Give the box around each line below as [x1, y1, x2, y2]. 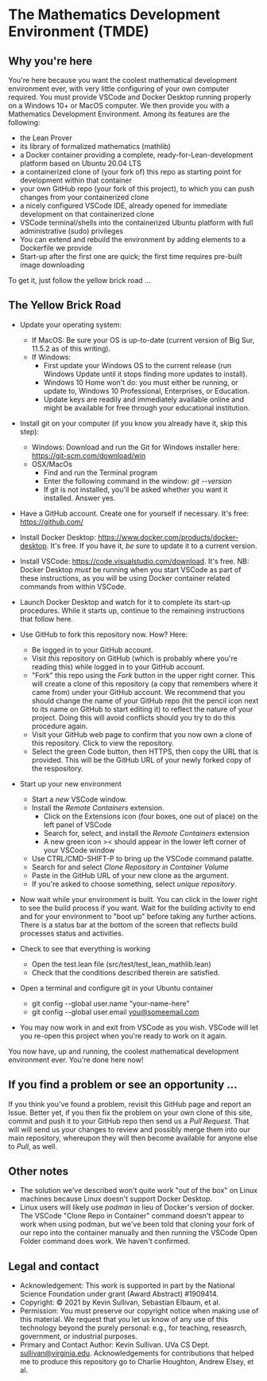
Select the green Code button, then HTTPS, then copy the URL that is [31, 747, 259, 756]
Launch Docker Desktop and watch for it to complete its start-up [19, 597, 231, 606]
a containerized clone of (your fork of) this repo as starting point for [19, 167, 242, 176]
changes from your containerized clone [19, 193, 149, 202]
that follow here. [19, 614, 74, 623]
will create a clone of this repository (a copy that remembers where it [31, 679, 258, 689]
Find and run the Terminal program [43, 468, 157, 477]
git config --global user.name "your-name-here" [31, 998, 190, 1008]
